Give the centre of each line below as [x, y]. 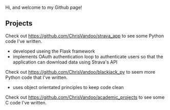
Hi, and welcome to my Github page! [44, 7]
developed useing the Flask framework [54, 51]
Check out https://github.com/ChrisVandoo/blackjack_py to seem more [80, 72]
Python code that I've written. [37, 77]
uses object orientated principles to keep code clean [68, 87]
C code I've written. [26, 102]
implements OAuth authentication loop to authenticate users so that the [88, 56]
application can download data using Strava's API [65, 62]
